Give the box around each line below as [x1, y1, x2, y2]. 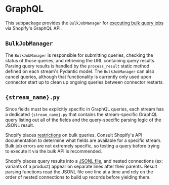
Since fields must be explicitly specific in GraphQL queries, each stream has [5, 106, 164, 112]
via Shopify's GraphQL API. [5, 25, 62, 31]
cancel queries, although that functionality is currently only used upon [5, 73, 152, 80]
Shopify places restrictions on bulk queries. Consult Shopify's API [5, 132, 143, 138]
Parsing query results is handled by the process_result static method [5, 63, 150, 69]
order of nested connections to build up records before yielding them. [5, 174, 151, 180]
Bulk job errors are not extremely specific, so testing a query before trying [5, 142, 160, 149]
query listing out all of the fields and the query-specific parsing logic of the [5, 117, 162, 123]
